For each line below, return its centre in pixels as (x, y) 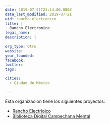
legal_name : (17, 33)
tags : (11, 70)
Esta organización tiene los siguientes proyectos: (55, 101)
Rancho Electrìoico (31, 111)
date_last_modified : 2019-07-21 (38, 14)
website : (14, 51)
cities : (13, 79)
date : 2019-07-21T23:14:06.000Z (38, 10)
